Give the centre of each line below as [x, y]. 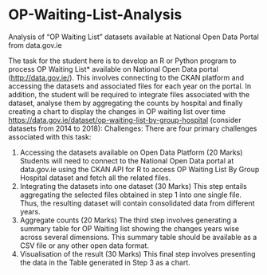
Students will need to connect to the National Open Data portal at [127, 160]
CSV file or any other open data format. [84, 246]
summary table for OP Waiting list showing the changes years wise [130, 228]
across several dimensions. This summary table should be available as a [138, 237]
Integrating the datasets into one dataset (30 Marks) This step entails [133, 186]
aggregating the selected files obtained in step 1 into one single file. [130, 194]
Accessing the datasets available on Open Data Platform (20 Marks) [131, 152]
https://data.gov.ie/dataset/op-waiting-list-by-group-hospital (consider [125, 120]
